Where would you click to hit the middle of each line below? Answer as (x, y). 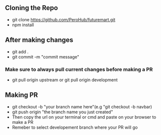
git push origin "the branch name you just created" (62, 112)
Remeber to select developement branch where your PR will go (75, 127)
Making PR (22, 95)
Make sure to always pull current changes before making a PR (79, 69)
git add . (20, 52)
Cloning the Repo (31, 8)
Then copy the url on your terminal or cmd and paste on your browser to (84, 117)
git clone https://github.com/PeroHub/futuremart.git (64, 19)
